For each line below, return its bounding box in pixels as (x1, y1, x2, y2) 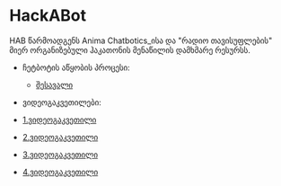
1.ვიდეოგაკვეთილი (22, 114, 97, 125)
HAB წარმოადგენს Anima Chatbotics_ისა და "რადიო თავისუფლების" (9, 35, 273, 46)
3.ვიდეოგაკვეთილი (22, 149, 99, 160)
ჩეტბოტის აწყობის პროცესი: (22, 62, 130, 73)
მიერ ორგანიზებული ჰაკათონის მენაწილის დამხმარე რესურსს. (9, 44, 251, 55)
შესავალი (35, 79, 74, 90)
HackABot (9, 5, 87, 26)
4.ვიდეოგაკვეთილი (22, 166, 99, 177)
